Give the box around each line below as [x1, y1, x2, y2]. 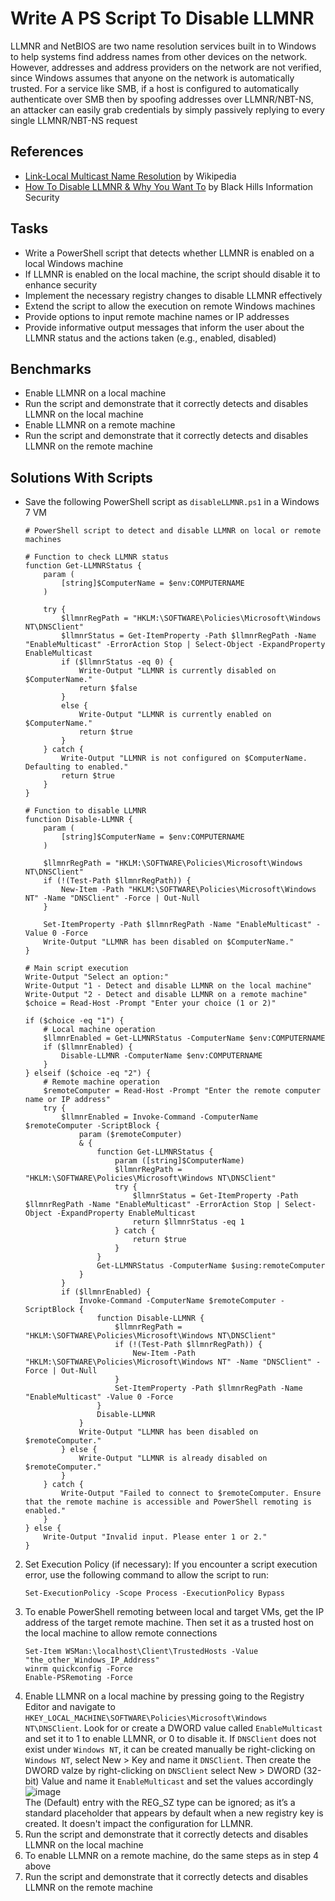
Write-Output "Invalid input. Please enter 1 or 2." [43, 1532, 268, 1542]
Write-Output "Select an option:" [24, 972, 169, 982]
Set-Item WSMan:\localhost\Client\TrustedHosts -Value [24, 1647, 259, 1657]
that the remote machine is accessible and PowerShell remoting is [24, 1497, 312, 1507]
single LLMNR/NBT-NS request [10, 114, 138, 126]
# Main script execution [24, 963, 129, 974]
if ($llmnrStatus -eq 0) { [61, 657, 174, 667]
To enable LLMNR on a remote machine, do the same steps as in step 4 [24, 1850, 320, 1862]
